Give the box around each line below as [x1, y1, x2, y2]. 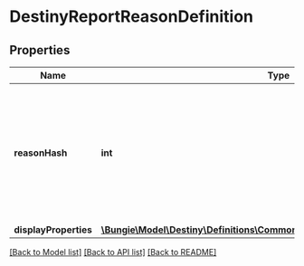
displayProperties [14, 223, 92, 236]
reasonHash [14, 147, 68, 159]
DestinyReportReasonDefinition [9, 6, 253, 27]
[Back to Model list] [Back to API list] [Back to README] [9, 247, 217, 257]
